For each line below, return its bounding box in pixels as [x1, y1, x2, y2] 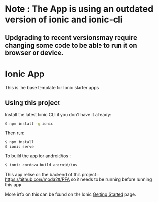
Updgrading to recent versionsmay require [5, 33, 138, 42]
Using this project [5, 99, 60, 107]
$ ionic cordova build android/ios [5, 162, 78, 167]
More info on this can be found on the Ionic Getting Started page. [5, 191, 136, 197]
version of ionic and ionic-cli [5, 14, 123, 25]
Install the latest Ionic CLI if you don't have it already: [5, 112, 112, 118]
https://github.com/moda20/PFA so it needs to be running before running [5, 177, 152, 182]
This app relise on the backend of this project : [5, 171, 99, 177]
